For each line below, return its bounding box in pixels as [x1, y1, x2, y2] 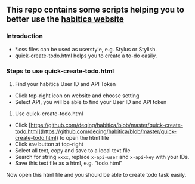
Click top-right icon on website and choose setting [14, 92, 140, 99]
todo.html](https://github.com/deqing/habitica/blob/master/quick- [14, 128, 177, 135]
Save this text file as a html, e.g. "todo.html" [14, 160, 123, 167]
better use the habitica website [6, 14, 124, 24]
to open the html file [59, 134, 109, 141]
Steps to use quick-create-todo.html [6, 67, 114, 75]
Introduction [6, 32, 43, 41]
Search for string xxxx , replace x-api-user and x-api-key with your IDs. [14, 153, 190, 160]
